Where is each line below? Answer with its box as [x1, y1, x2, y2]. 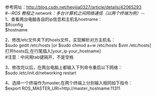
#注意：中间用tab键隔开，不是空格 [5, 54, 74, 60]
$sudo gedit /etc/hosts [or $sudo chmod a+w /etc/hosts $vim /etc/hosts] [5, 43, 152, 48]
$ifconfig [5, 22, 23, 28]
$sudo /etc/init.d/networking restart [5, 70, 77, 76]
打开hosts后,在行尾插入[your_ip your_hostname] [5, 48, 101, 54]
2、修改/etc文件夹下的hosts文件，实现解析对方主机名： [5, 37, 116, 43]
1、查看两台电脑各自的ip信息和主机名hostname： [5, 16, 103, 22]
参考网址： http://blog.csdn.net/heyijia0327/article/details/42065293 [5, 4, 142, 10]
